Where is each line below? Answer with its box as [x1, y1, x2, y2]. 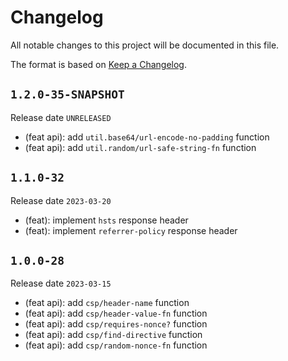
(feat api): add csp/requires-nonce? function [24, 318, 208, 330]
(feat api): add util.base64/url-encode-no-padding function [24, 131, 270, 143]
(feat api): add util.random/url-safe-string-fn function [24, 141, 257, 153]
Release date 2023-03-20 [10, 194, 112, 206]
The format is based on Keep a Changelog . [10, 58, 187, 70]
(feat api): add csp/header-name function [24, 297, 190, 309]
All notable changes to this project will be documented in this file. [10, 39, 280, 51]
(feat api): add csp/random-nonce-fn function [24, 339, 208, 351]
